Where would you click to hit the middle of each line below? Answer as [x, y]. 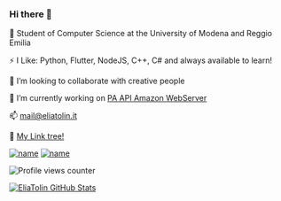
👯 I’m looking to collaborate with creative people [97, 81]
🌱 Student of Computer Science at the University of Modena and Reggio [141, 34]
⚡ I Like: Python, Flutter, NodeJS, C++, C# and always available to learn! [141, 60]
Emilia [20, 43]
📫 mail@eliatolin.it [43, 116]
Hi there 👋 [31, 14]
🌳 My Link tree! [37, 136]
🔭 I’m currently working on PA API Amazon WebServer [108, 98]
